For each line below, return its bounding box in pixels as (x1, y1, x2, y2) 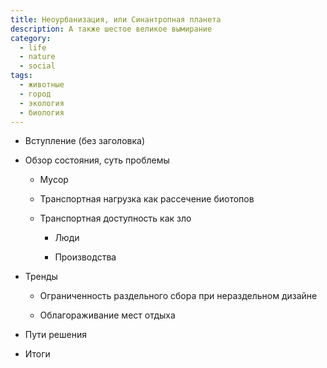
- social (19, 61, 56, 71)
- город (19, 89, 52, 99)
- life (19, 42, 47, 53)
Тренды (24, 271, 58, 283)
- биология (19, 107, 65, 118)
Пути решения (24, 329, 87, 341)
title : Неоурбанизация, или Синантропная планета (10, 14, 222, 25)
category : (10, 33, 52, 43)
